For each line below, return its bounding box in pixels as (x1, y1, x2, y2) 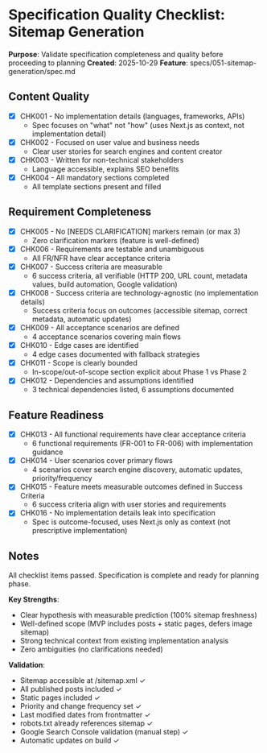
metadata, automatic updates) (31, 314, 132, 324)
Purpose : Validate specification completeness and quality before (8, 49, 224, 59)
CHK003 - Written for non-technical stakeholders (19, 155, 184, 164)
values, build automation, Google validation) (31, 279, 179, 289)
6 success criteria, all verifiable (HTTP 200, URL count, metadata (31, 271, 248, 280)
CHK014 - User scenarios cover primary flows (19, 456, 173, 465)
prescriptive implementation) (31, 526, 128, 536)
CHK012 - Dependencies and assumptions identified (19, 376, 195, 386)
